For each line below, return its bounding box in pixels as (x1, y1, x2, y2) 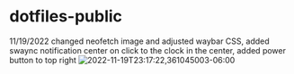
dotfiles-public (9, 6, 123, 27)
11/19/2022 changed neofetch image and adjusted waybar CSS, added (9, 36, 270, 46)
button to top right (9, 54, 76, 65)
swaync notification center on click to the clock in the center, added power (9, 45, 286, 55)
